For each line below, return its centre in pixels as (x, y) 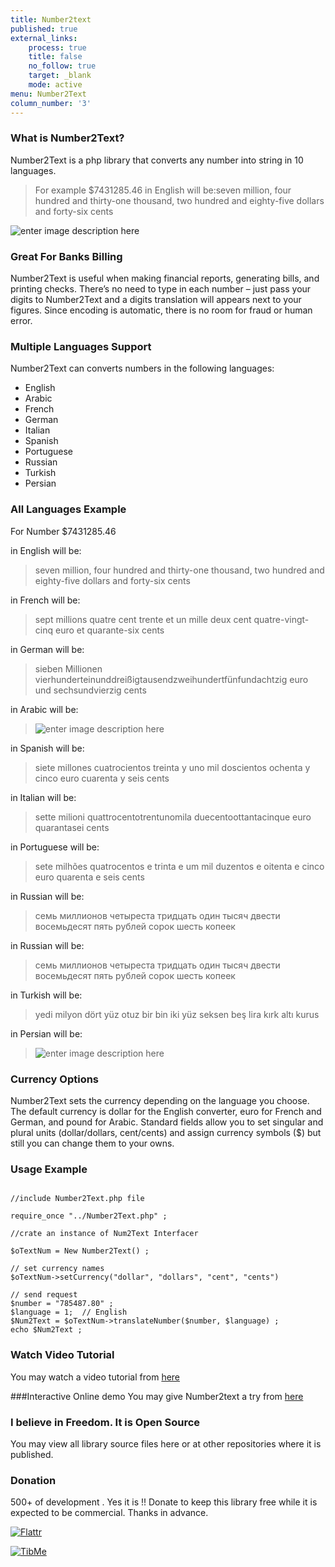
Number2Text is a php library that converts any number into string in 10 (157, 160)
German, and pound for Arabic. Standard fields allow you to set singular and (167, 1122)
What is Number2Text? (67, 138)
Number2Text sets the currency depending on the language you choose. (160, 1100)
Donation (33, 1480)
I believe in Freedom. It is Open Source (105, 1422)
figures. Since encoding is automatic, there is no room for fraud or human (161, 310)
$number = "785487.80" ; (62, 1304)
